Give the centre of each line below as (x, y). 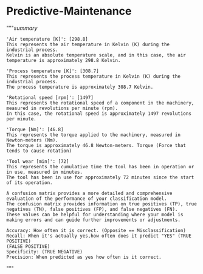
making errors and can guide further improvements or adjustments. (94, 220)
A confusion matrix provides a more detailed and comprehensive (89, 193)
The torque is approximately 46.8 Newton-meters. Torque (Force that (96, 145)
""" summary (22, 28)
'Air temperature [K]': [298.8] (47, 39)
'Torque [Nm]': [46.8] (35, 129)
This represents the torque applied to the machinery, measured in (94, 135)
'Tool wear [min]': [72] (38, 161)
